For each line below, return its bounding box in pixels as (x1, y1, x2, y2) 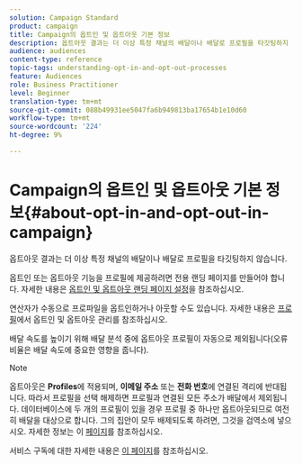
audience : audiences (9, 47, 87, 56)
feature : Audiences (9, 72, 83, 81)
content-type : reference (9, 55, 102, 64)
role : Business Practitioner (9, 80, 119, 89)
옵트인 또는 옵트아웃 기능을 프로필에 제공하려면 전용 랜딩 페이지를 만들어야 (9, 272, 269, 283)
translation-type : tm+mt (9, 96, 102, 106)
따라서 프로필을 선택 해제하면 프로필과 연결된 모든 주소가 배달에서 (28, 392, 256, 403)
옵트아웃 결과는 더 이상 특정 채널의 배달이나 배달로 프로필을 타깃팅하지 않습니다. (9, 253, 288, 264)
